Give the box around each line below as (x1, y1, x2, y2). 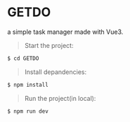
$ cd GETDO (7, 54, 39, 62)
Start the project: (24, 41, 74, 49)
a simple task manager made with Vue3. (7, 28, 124, 36)
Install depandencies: (24, 68, 87, 76)
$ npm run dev (7, 107, 49, 115)
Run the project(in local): (24, 94, 96, 102)
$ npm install (7, 81, 49, 88)
